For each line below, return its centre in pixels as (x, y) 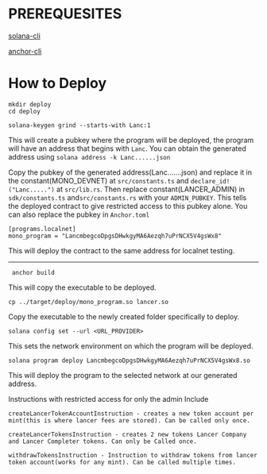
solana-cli (25, 36)
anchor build (33, 272)
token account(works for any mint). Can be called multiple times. (122, 462)
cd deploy (25, 111)
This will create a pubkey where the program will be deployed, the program (131, 140)
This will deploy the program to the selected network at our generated (123, 375)
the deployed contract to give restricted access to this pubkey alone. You (128, 206)
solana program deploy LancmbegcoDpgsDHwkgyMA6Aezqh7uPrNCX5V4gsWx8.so (129, 360)
